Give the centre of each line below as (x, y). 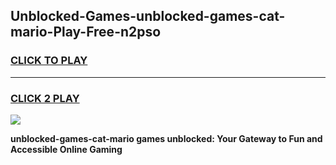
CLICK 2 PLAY (45, 98)
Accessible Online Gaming (66, 149)
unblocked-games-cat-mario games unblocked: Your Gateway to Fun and (166, 138)
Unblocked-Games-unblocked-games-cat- (148, 16)
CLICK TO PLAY (49, 61)
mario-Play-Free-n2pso (86, 32)
